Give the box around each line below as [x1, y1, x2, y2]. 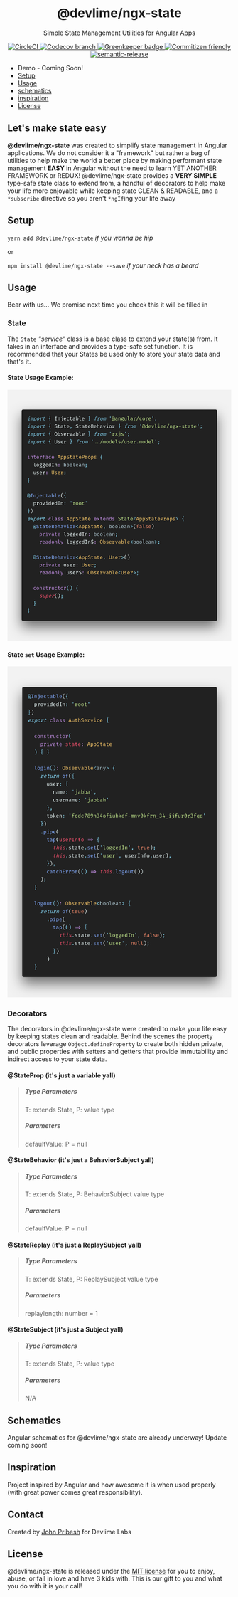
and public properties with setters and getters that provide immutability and [7, 1048, 229, 1056]
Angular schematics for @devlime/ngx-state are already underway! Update [7, 1433, 227, 1442]
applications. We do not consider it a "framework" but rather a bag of [7, 148, 210, 157]
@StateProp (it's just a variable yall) [7, 1071, 116, 1080]
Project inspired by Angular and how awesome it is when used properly [7, 1480, 216, 1489]
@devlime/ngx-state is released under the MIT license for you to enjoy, [7, 1567, 215, 1576]
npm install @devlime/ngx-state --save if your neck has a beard [7, 261, 199, 270]
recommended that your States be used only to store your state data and [7, 349, 220, 358]
